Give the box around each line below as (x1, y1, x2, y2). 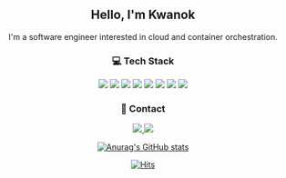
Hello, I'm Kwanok (90, 7, 196, 23)
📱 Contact (120, 103, 166, 115)
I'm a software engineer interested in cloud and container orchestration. (7, 31, 279, 42)
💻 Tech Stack (111, 54, 175, 67)
